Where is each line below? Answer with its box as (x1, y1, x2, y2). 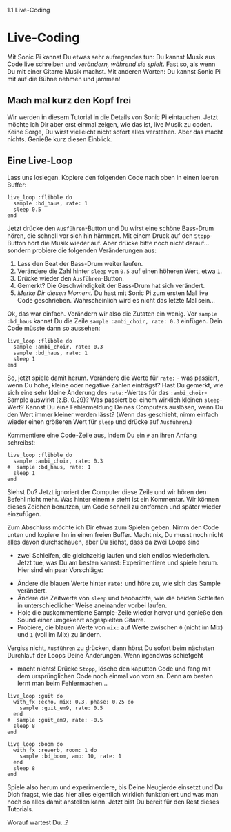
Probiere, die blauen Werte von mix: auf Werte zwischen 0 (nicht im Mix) (17, 623, 223, 631)
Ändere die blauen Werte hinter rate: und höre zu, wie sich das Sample (17, 579, 221, 587)
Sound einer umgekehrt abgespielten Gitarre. (17, 616, 146, 624)
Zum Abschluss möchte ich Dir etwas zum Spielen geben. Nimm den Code (7, 523, 219, 531)
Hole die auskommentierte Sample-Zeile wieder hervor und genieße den (17, 608, 223, 616)
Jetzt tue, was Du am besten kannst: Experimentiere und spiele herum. (17, 558, 219, 567)
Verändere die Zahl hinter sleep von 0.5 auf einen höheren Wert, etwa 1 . (17, 267, 223, 275)
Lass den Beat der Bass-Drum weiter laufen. (17, 259, 143, 267)
